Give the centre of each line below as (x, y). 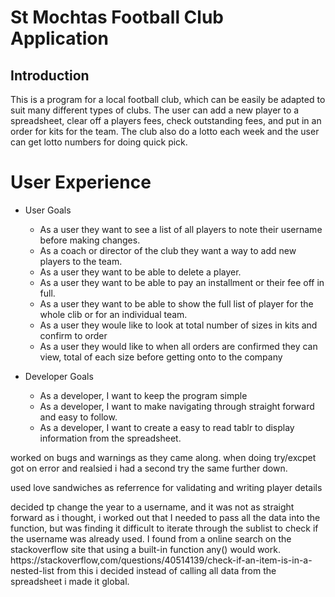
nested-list (32, 570)
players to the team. (81, 261)
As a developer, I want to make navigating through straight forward (177, 406)
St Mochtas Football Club (117, 17)
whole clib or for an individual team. (113, 314)
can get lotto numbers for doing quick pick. (99, 142)
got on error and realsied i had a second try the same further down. (149, 468)
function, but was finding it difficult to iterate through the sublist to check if (164, 528)
